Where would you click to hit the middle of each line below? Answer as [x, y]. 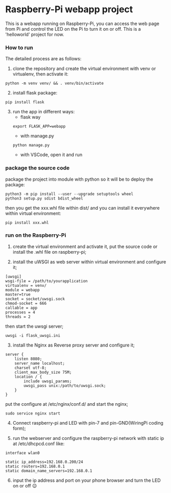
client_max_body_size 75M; [43, 372]
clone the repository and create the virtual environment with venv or [84, 69]
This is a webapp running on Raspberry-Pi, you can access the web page [82, 23]
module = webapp [22, 290]
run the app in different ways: [44, 112]
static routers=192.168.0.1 [35, 466]
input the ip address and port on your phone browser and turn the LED [87, 480]
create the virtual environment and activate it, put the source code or [85, 246]
